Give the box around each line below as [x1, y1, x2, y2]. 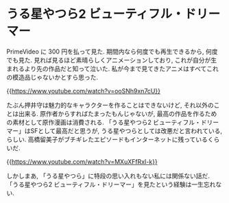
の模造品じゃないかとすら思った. [6, 73, 99, 81]
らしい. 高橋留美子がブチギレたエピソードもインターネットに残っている [6, 135, 208, 143]
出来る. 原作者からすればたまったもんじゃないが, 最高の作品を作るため [18, 109, 217, 117]
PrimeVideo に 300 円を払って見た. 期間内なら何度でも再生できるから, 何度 [6, 47, 218, 56]
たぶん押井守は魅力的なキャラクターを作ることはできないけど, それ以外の [6, 101, 214, 109]
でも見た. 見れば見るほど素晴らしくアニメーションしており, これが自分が [6, 56, 211, 64]
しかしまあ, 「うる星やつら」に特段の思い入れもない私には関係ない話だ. [6, 171, 210, 180]
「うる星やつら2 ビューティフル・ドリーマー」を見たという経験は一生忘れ [6, 180, 216, 189]
